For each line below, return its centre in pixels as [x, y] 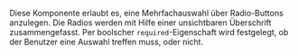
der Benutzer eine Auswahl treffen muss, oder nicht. [107, 42]
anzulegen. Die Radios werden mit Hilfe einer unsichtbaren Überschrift [140, 23]
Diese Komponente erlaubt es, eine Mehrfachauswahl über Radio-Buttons [147, 13]
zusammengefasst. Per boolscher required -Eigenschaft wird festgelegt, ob [149, 32]
